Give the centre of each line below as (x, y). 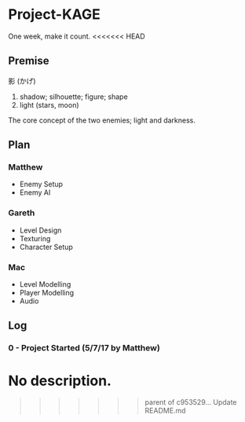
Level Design (40, 230)
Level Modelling (45, 284)
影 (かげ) (22, 81)
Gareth (22, 213)
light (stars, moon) (49, 105)
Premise (29, 61)
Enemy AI (35, 193)
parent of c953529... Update (191, 402)
